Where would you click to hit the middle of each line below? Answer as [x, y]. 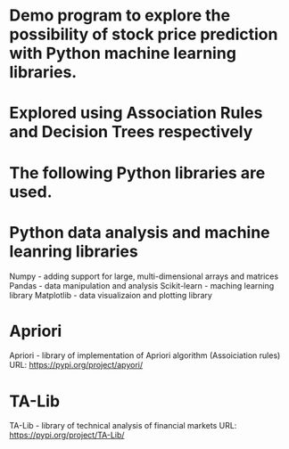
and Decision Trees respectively [131, 132]
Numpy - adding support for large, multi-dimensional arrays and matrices [144, 276]
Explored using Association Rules [136, 113]
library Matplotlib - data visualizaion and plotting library [111, 295]
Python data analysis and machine [140, 232]
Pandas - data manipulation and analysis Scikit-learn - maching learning [142, 285]
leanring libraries [74, 251]
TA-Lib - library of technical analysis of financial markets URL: [123, 426]
